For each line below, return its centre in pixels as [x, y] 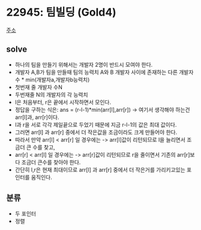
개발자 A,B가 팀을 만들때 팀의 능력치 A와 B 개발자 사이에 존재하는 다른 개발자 [104, 72]
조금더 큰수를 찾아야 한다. [51, 162]
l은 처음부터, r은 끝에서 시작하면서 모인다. [63, 102]
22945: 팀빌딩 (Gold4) [61, 12]
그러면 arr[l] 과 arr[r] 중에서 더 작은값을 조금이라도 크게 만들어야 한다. [96, 132]
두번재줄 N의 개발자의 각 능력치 [51, 94]
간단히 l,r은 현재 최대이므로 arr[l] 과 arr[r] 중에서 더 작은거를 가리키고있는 [100, 169]
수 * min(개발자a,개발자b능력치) [52, 79]
